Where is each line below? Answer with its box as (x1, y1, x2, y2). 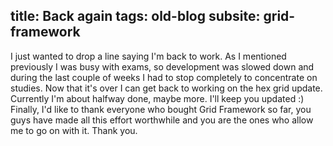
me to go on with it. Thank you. (10, 124, 138, 136)
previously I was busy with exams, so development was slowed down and (10, 60, 315, 73)
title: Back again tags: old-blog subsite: (10, 8, 261, 25)
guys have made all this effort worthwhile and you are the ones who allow (10, 114, 314, 126)
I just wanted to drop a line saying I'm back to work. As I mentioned (10, 50, 287, 62)
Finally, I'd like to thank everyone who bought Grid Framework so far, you (10, 103, 312, 115)
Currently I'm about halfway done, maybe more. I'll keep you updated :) (10, 92, 305, 104)
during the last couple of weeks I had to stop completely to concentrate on (10, 71, 318, 83)
